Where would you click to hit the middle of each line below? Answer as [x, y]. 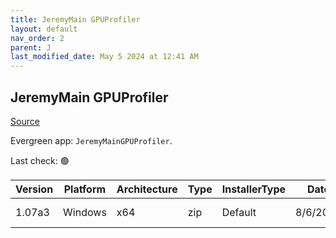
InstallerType [254, 189]
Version [34, 189]
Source [25, 121]
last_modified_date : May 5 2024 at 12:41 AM [104, 57]
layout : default [44, 29]
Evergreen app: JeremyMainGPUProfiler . [91, 140]
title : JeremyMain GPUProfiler [75, 19]
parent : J [31, 47]
